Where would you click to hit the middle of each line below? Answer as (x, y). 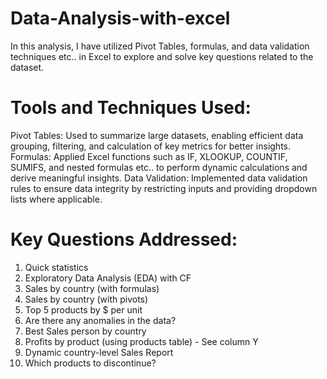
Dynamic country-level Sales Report (99, 352)
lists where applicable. (56, 199)
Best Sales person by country (85, 331)
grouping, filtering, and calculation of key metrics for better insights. (150, 146)
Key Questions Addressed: (124, 239)
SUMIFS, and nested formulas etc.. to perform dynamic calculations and (159, 167)
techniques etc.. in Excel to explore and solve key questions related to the (162, 56)
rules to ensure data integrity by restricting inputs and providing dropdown (164, 188)
